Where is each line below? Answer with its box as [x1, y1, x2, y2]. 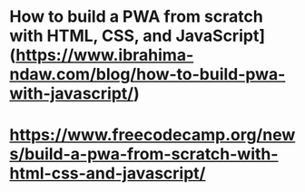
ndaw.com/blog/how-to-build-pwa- [9, 64, 286, 85]
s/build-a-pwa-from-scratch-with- [9, 144, 279, 165]
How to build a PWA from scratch [9, 6, 263, 27]
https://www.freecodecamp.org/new [9, 125, 296, 146]
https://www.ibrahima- [15, 45, 194, 65]
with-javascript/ [9, 83, 134, 104]
